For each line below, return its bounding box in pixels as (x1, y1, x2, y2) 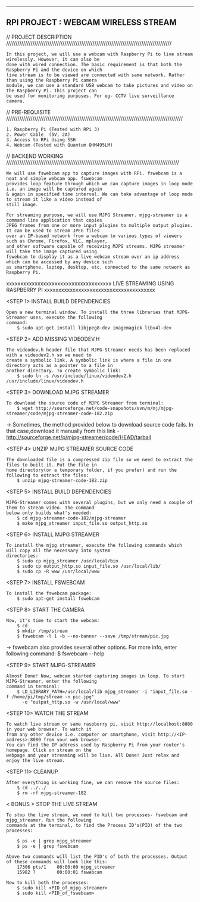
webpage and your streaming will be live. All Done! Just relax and (6, 752, 180, 758)
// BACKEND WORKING (6, 153, 64, 160)
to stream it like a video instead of (6, 196, 102, 203)
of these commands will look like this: (6, 859, 108, 864)
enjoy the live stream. (6, 757, 65, 763)
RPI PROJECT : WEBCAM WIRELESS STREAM (6, 17, 177, 27)
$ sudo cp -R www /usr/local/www (17, 568, 100, 574)
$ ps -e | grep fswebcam (17, 843, 79, 849)
